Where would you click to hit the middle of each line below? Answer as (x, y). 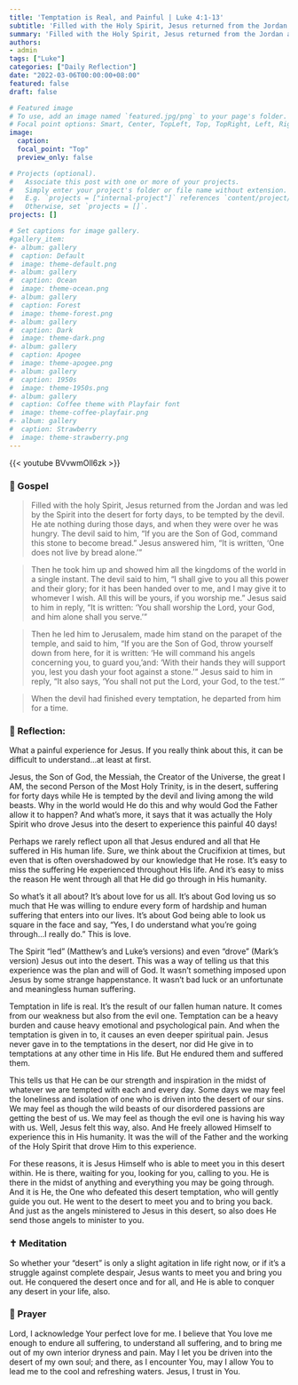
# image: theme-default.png (63, 264)
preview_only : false (55, 157)
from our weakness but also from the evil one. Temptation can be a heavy (144, 1016)
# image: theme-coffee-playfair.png (79, 413)
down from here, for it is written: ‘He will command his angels (143, 652)
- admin (24, 51)
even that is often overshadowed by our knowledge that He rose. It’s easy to (148, 861)
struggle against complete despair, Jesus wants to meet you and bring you (145, 1272)
